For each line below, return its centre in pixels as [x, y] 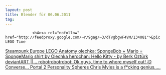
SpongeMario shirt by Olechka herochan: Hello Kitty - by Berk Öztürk [77, 56]
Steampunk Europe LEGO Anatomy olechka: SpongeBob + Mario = [74, 51]
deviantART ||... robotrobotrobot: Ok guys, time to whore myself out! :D [78, 62]
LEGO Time [16, 42]
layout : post [19, 10]
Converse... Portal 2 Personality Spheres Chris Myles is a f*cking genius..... [83, 67]
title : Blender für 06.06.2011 [38, 15]
